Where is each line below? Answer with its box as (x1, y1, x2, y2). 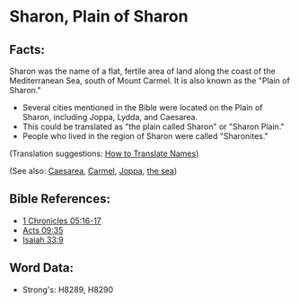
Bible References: (9, 191, 110, 207)
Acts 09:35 (22, 224, 64, 235)
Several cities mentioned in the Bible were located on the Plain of (22, 102, 263, 113)
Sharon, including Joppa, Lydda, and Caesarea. (22, 112, 198, 122)
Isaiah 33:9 (22, 234, 65, 245)
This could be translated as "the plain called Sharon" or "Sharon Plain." (22, 121, 285, 132)
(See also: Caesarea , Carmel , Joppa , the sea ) (9, 166, 178, 176)
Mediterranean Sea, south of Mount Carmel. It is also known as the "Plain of (9, 75, 290, 86)
